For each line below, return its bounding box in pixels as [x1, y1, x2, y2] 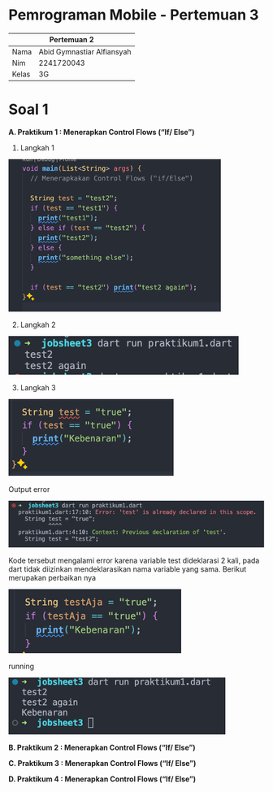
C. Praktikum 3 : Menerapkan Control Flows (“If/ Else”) [8, 759, 197, 768]
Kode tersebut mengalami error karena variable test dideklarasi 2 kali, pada [8, 555, 260, 566]
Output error [8, 484, 50, 494]
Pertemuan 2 [49, 35, 95, 45]
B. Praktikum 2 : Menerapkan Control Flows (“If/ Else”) [8, 742, 196, 753]
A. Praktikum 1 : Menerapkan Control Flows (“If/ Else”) [8, 127, 195, 137]
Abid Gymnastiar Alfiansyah [38, 46, 132, 56]
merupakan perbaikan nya [8, 573, 96, 583]
